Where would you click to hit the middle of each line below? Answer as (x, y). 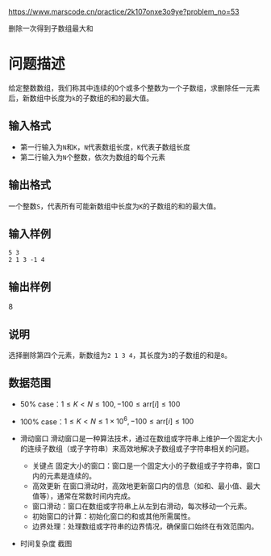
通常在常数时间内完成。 (96, 496)
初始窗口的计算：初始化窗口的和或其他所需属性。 (113, 516)
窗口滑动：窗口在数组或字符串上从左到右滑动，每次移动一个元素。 (142, 506)
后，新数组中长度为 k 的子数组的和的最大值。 (81, 98)
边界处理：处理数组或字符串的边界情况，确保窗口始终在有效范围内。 (145, 527)
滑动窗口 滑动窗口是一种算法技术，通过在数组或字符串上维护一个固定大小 (141, 439)
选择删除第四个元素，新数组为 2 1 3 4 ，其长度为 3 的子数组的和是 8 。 (120, 355)
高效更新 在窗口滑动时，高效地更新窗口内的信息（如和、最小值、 (139, 486)
